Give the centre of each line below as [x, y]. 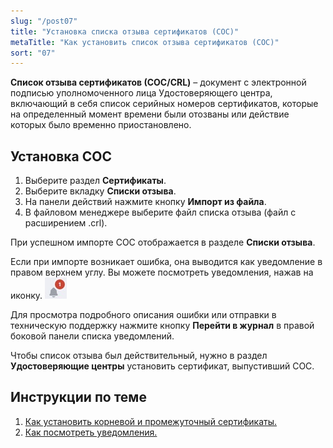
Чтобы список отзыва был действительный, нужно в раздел [139, 356]
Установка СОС [61, 156]
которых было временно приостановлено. [101, 125]
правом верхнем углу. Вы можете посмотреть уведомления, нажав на [162, 272]
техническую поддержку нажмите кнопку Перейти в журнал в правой [162, 326]
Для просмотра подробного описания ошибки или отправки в [143, 315]
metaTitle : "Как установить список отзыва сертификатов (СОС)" [145, 42]
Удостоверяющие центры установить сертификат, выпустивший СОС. [162, 366]
